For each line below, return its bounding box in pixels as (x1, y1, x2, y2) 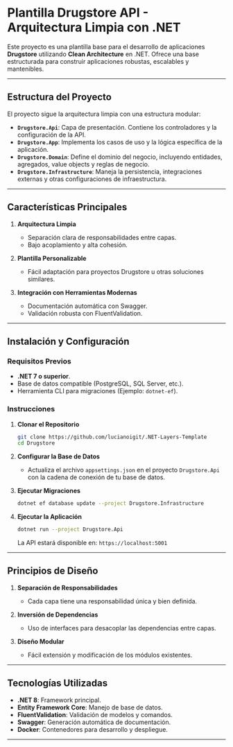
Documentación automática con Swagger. (27, 302, 148, 310)
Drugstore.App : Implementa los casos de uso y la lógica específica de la (17, 137, 223, 146)
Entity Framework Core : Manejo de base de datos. (17, 703, 163, 712)
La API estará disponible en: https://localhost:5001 (17, 539, 168, 547)
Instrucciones (7, 404, 55, 414)
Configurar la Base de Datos (17, 452, 101, 461)
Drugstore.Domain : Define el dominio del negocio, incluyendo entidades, (17, 153, 223, 161)
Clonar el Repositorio (17, 420, 80, 428)
